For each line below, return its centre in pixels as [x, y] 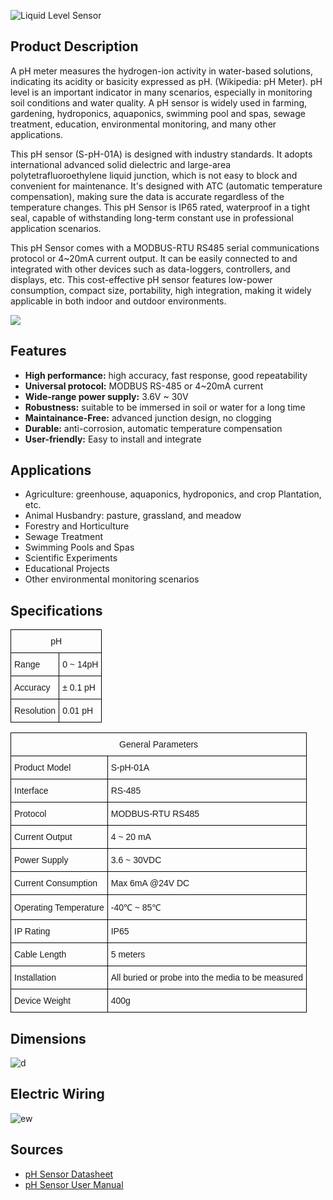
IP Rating [32, 931]
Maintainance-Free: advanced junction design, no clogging [148, 417]
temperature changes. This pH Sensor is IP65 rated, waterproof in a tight [160, 207]
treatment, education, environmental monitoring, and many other [143, 124]
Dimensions [48, 1038]
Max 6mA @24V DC [150, 883]
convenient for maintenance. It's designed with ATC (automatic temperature [166, 186]
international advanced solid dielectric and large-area [121, 164]
